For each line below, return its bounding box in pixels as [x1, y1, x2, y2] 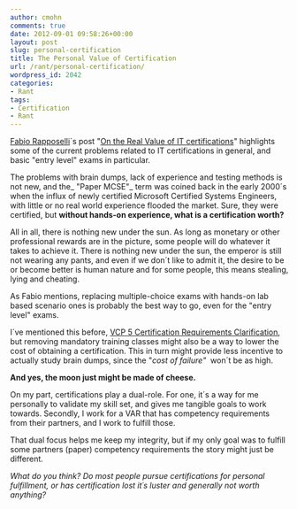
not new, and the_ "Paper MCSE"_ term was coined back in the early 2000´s [10, 181, 287, 192]
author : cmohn [10, 12, 63, 22]
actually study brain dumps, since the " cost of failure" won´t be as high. [10, 355, 273, 366]
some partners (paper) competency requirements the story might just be [10, 444, 275, 455]
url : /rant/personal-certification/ [10, 63, 145, 72]
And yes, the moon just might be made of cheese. [10, 373, 196, 383]
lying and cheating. [10, 274, 80, 284]
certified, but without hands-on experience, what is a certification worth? [10, 210, 285, 220]
